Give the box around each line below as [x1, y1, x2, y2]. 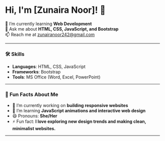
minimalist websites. [12, 125, 56, 131]
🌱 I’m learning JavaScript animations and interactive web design [12, 107, 146, 113]
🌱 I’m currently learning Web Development [5, 21, 92, 27]
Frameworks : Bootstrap [12, 69, 61, 75]
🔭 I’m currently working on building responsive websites [12, 102, 129, 108]
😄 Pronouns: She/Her [12, 113, 57, 119]
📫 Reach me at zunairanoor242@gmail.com [5, 32, 95, 37]
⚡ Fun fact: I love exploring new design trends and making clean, [12, 118, 146, 124]
